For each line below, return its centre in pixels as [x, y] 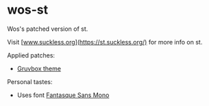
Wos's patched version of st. [48, 29]
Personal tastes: [30, 81]
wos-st [28, 10]
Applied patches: [31, 55]
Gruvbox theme [39, 68]
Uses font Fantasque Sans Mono [63, 95]
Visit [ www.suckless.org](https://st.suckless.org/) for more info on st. [105, 42]
